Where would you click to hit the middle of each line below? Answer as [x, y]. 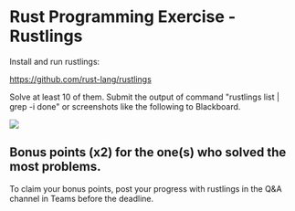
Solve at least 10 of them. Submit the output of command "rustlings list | [145, 97]
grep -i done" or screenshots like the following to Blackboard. [125, 106]
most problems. [56, 167]
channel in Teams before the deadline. [82, 198]
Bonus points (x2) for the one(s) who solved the [148, 153]
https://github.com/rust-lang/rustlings [81, 79]
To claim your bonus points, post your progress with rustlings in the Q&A [146, 188]
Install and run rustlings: [55, 61]
